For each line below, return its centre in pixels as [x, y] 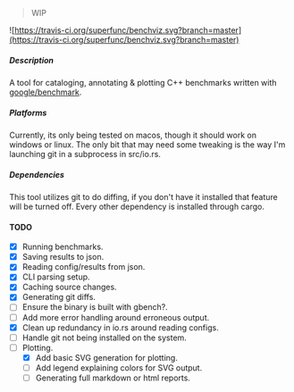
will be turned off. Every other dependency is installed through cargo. [137, 206]
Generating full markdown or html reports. [113, 378]
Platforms [28, 113]
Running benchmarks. [63, 247]
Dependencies [37, 174]
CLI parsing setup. [56, 277]
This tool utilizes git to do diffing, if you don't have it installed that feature [144, 196]
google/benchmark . [46, 92]
